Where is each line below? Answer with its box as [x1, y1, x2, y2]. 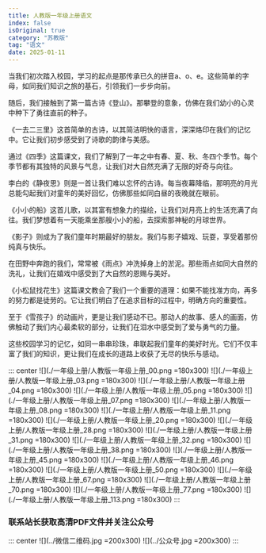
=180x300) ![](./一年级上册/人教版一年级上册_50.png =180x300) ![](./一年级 [8, 465, 253, 474]
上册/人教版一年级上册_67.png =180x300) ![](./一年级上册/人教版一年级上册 [8, 475, 251, 484]
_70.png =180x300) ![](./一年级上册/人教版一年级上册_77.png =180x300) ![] [8, 485, 252, 494]
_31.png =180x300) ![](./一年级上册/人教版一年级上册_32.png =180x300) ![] [8, 436, 252, 444]
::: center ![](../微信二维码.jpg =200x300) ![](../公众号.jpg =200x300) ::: [8, 536, 239, 546]
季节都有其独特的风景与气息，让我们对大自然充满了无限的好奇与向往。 [8, 162, 237, 171]
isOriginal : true [8, 26, 66, 34]
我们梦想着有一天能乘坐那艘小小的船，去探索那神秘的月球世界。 [21, 215, 230, 225]
